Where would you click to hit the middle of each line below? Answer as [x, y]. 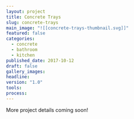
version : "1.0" [24, 83]
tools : [14, 88]
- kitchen [23, 55]
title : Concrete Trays [33, 17]
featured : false [26, 33]
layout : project [26, 11]
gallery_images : [26, 72]
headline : [18, 77]
